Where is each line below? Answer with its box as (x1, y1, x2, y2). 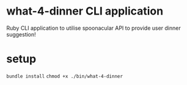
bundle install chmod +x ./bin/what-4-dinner (6, 73, 123, 80)
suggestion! (6, 30, 37, 38)
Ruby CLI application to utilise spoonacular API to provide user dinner (6, 24, 182, 32)
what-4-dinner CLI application (6, 4, 164, 18)
